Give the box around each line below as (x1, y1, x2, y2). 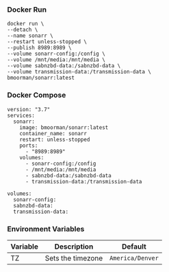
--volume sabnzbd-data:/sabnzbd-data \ (7, 63, 121, 69)
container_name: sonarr (19, 130, 88, 137)
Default (122, 242, 147, 251)
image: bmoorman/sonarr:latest (19, 124, 109, 131)
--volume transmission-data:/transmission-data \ (7, 69, 152, 76)
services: (7, 112, 36, 119)
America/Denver (109, 254, 159, 262)
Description (54, 242, 94, 251)
